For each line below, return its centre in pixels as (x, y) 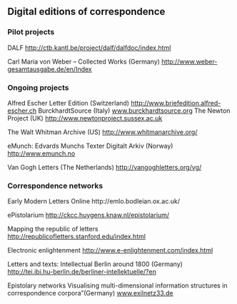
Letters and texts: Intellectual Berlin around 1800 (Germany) (95, 264)
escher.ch (22, 111)
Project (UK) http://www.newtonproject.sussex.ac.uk (85, 118)
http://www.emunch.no (41, 153)
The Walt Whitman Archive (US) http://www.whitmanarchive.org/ (102, 132)
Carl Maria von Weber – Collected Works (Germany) (84, 61)
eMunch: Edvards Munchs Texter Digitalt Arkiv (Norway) (90, 146)
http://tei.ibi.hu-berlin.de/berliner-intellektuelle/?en (82, 272)
